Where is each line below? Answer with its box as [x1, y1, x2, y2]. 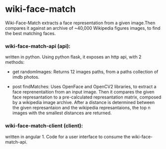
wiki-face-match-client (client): [5, 122, 83, 129]
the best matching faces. [5, 30, 56, 36]
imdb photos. [12, 74, 40, 80]
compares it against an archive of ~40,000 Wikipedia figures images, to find [5, 25, 161, 31]
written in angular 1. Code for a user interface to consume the [5, 134, 131, 140]
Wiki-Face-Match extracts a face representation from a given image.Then [5, 20, 156, 26]
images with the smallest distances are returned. [12, 110, 112, 116]
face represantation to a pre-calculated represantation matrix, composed [12, 94, 162, 100]
